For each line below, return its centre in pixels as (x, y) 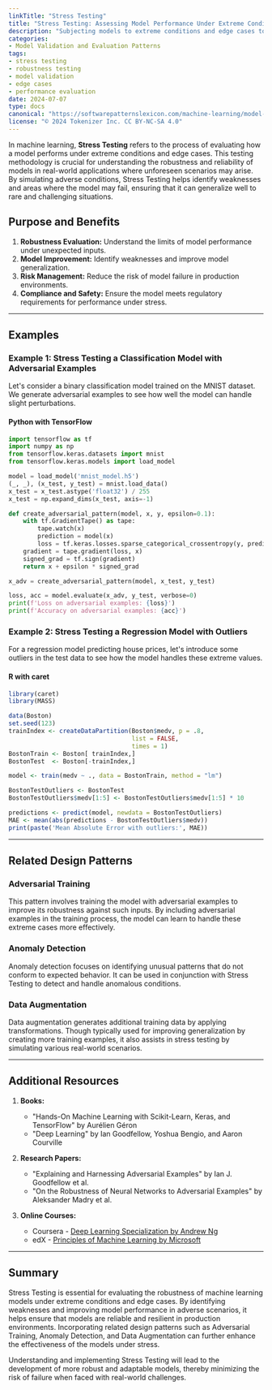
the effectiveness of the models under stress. (84, 1344)
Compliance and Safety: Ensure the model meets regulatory (121, 293)
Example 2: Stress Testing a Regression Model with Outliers (128, 632)
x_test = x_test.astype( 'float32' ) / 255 (79, 491)
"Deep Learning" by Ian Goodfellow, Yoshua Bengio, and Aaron (137, 1133)
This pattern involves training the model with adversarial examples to (123, 901)
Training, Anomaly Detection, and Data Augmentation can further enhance (132, 1336)
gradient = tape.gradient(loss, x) (83, 551)
